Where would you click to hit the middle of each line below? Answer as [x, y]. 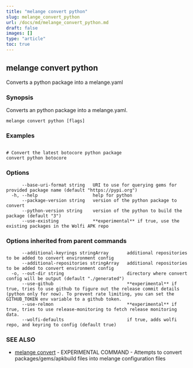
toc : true [18, 45]
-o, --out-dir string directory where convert [99, 274]
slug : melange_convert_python [43, 17]
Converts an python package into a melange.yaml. [67, 110]
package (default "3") [34, 216]
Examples [21, 136]
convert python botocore [36, 158]
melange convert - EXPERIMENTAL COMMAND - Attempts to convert [98, 352]
